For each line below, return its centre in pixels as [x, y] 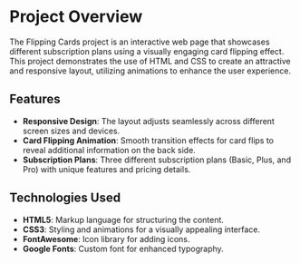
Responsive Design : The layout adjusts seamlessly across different [148, 121]
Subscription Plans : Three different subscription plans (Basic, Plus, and [157, 160]
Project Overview [76, 17]
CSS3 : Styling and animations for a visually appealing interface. [141, 229]
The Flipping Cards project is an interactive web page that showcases [140, 42]
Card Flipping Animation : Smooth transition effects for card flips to [148, 140]
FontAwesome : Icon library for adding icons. [106, 239]
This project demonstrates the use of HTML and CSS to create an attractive [150, 61]
